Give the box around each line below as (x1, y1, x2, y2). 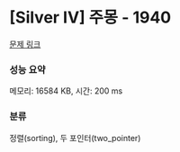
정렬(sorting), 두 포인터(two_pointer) (9, 132, 141, 143)
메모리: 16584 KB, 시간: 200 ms (9, 85, 123, 96)
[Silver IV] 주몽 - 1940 (9, 7, 172, 28)
